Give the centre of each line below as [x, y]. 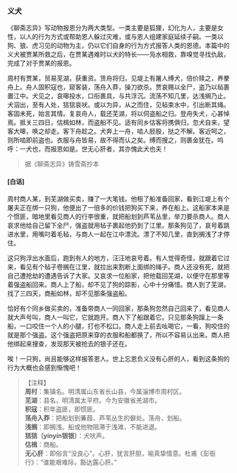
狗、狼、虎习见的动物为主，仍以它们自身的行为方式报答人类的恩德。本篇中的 [119, 46]
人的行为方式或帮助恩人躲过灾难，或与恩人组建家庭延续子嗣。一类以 [124, 37]
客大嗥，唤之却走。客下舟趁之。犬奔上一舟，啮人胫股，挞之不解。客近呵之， [119, 132]
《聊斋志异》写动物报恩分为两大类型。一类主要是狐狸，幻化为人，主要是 [112, 28]
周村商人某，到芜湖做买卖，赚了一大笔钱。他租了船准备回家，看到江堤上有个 [119, 199]
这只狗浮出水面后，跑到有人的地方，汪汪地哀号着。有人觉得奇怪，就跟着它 [115, 258]
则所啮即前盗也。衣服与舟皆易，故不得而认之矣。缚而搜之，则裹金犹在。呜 [115, 140]
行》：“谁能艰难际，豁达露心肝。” [71, 462]
